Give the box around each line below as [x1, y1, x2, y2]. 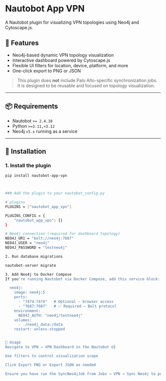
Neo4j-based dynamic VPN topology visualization [12, 52, 114, 58]
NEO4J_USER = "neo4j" [5, 241, 50, 246]
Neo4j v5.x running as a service [12, 128, 78, 134]
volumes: [14, 317, 32, 323]
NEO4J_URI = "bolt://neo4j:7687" [5, 236, 74, 241]
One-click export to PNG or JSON [12, 68, 81, 74]
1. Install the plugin [5, 162, 51, 169]
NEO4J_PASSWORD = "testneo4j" [5, 245, 68, 250]
